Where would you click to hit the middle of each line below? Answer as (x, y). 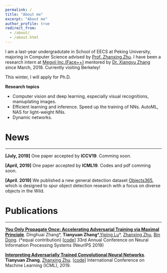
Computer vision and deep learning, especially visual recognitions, (81, 96)
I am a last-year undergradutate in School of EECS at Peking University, (78, 51)
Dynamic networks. (32, 117)
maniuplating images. (34, 101)
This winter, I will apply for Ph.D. (38, 77)
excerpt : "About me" (27, 19)
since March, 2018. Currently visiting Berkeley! (53, 67)
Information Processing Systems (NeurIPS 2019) (55, 245)
